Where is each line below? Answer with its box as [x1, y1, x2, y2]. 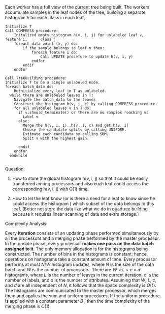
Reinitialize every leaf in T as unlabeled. [14, 88, 107, 93]
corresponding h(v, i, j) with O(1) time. [12, 186, 89, 192]
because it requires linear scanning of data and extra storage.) [12, 211, 139, 217]
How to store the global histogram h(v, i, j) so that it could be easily [12, 175, 148, 181]
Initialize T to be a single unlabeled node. [5, 80, 100, 85]
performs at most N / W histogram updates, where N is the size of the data [5, 261, 154, 267]
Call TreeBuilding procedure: [5, 76, 67, 81]
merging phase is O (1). [5, 303, 51, 309]
